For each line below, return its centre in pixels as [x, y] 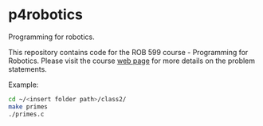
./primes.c [26, 114]
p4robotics [46, 15]
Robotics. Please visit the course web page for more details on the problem [132, 61]
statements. [28, 69]
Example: [24, 85]
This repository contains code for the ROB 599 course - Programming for [128, 52]
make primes [28, 106]
